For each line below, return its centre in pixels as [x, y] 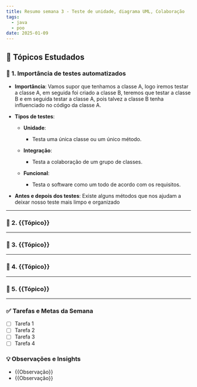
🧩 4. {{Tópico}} [28, 267]
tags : [13, 17]
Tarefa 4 [25, 344]
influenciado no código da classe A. [58, 105]
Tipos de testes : [35, 116]
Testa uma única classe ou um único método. [87, 139]
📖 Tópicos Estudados [45, 57]
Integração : [38, 150]
